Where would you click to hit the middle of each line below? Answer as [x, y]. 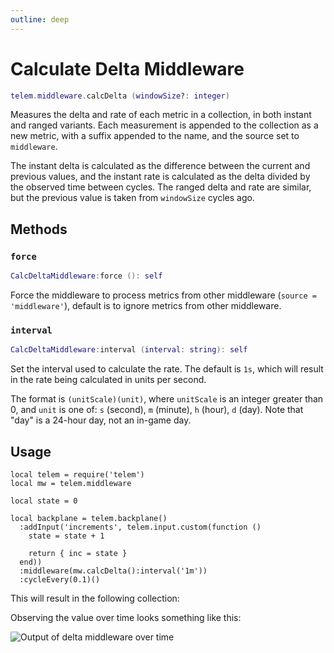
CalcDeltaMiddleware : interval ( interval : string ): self [129, 350]
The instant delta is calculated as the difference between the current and [160, 166]
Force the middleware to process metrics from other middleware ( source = [163, 295]
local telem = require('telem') [77, 474]
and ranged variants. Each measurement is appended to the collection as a [164, 125]
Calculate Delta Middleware [127, 68]
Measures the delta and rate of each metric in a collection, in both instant [161, 115]
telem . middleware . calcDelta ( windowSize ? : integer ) [120, 96]
